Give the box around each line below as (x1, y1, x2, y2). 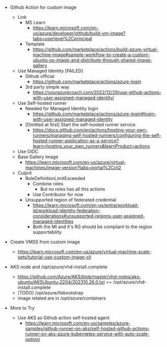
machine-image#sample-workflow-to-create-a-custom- (32, 52, 150, 58)
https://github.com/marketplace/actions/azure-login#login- (32, 111, 156, 117)
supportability (32, 229, 62, 235)
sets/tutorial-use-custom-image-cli (17, 254, 92, 260)
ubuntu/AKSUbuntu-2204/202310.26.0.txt (17, 279, 105, 285)
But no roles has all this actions (40, 186, 105, 192)
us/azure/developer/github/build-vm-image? (32, 30, 126, 36)
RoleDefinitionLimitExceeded (25, 176, 86, 181)
